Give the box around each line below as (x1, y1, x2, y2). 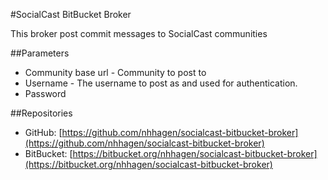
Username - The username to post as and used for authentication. (24, 77, 298, 89)
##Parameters (10, 47, 70, 59)
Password (24, 88, 67, 99)
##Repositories (10, 107, 73, 119)
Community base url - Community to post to (24, 67, 207, 78)
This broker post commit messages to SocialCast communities (10, 28, 268, 39)
